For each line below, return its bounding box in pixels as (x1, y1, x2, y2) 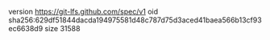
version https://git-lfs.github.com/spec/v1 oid (8, 7, 159, 16)
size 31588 (44, 24, 81, 33)
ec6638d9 (8, 24, 44, 33)
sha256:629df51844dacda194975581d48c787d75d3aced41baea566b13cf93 (8, 15, 262, 25)
